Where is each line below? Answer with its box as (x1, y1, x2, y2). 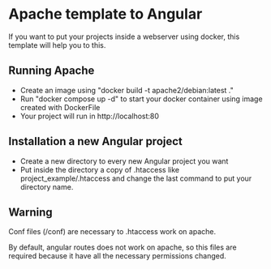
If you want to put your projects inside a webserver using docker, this (8, 32, 240, 41)
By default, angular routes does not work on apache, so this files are (8, 242, 237, 252)
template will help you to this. (8, 40, 106, 49)
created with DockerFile (19, 102, 101, 112)
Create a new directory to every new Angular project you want (19, 156, 229, 166)
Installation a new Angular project (8, 134, 183, 148)
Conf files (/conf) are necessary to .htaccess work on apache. (8, 227, 217, 237)
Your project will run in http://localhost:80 (19, 111, 160, 121)
